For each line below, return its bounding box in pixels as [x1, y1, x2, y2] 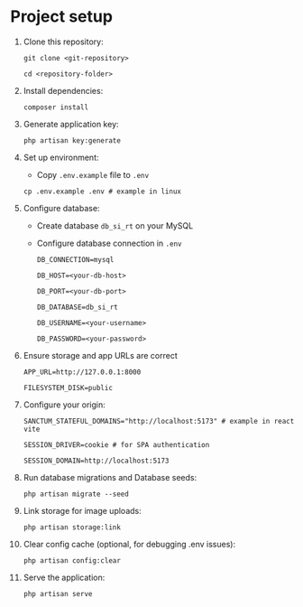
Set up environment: [23, 152, 99, 163]
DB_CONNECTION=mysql [36, 255, 115, 264]
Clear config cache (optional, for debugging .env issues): [23, 538, 236, 549]
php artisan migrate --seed [23, 490, 129, 499]
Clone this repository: [23, 36, 104, 47]
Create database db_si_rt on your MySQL [36, 219, 194, 231]
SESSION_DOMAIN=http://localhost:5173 [23, 456, 170, 465]
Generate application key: [23, 118, 120, 129]
